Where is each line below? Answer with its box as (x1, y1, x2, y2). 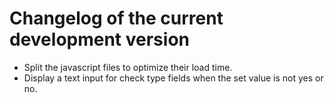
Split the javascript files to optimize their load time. (23, 61, 233, 73)
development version (9, 28, 190, 51)
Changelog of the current (9, 7, 224, 30)
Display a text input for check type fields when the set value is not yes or (23, 72, 324, 84)
